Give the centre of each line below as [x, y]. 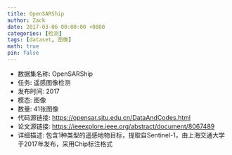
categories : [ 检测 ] [35, 33]
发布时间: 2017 [38, 91]
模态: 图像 [32, 100]
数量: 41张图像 [38, 109]
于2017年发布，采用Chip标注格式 [65, 144]
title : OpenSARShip [36, 14]
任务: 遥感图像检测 [44, 82]
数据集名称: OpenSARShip [55, 74]
